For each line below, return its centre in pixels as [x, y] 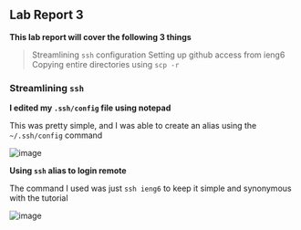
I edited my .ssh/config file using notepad [90, 108]
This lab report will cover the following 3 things [100, 37]
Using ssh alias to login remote [68, 171]
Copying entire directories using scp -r [105, 64]
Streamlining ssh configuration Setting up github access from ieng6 [158, 55]
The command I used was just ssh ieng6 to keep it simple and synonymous [150, 188]
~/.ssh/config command [56, 135]
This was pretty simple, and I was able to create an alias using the [133, 126]
